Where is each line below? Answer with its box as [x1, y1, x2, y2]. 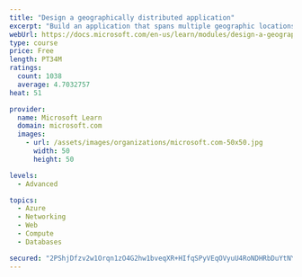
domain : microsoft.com [17, 121, 102, 130]
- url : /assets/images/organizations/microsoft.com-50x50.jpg [25, 138, 263, 147]
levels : [9, 171, 39, 180]
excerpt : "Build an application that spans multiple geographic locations [9, 22, 296, 31]
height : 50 [32, 155, 75, 164]
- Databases [17, 237, 63, 246]
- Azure [17, 204, 47, 213]
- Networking [17, 212, 67, 221]
